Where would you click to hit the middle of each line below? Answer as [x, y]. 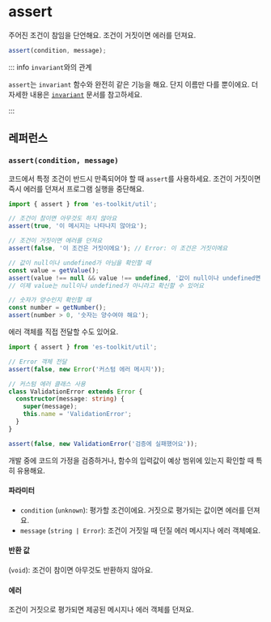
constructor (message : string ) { [70, 399]
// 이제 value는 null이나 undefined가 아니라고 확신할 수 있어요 [106, 285]
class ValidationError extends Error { [76, 392]
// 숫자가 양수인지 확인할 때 [50, 300]
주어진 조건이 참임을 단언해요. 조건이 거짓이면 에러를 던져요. [102, 35]
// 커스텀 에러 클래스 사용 [47, 384]
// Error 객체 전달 [38, 362]
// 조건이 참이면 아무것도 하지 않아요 [63, 219]
